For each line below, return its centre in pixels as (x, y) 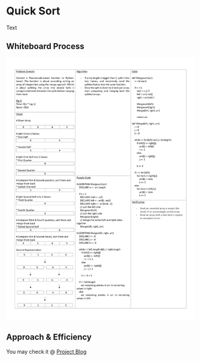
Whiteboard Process (46, 46)
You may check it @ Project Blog (46, 351)
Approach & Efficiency (49, 337)
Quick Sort (33, 11)
